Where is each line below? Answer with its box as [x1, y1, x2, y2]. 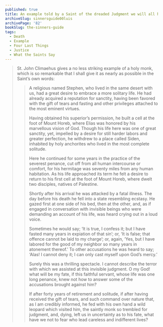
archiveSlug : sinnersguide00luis [5, 16, 73, 21]
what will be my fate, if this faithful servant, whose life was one [29, 271, 155, 277]
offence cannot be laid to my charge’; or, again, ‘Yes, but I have [29, 236, 155, 242]
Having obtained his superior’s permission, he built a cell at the [29, 115, 155, 121]
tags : [5, 30, 16, 34]
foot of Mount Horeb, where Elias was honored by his [29, 120, 136, 126]
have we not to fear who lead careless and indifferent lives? [29, 317, 148, 323]
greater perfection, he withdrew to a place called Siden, [29, 136, 141, 142]
